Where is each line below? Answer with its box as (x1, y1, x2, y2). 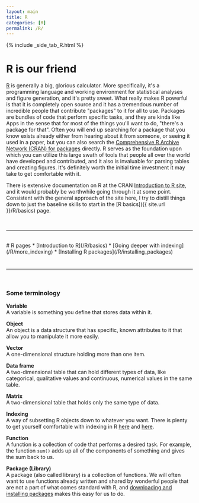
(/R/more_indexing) (6, 248, 53, 255)
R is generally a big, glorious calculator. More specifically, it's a (6, 82, 160, 89)
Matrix (6, 393, 23, 400)
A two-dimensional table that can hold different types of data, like (6, 369, 166, 376)
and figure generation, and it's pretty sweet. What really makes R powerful (6, 94, 188, 102)
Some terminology (6, 289, 60, 298)
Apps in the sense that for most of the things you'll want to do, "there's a (6, 120, 184, 127)
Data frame (6, 362, 34, 369)
